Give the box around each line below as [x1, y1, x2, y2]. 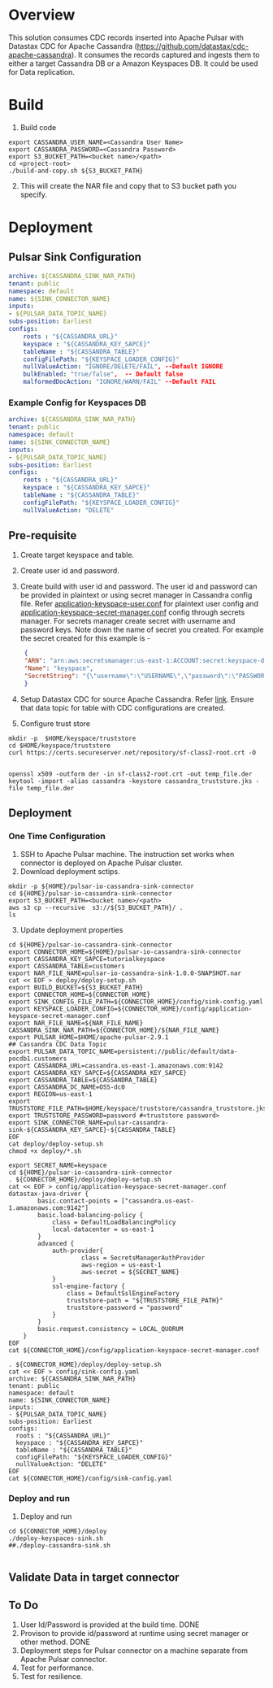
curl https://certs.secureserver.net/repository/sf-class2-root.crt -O [8, 748, 256, 757]
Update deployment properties [19, 924, 123, 934]
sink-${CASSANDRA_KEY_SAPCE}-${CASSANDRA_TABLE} [8, 1125, 176, 1133]
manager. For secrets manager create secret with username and [19, 616, 236, 626]
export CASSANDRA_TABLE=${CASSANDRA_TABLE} [8, 1076, 158, 1084]
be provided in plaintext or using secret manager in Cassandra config [19, 590, 253, 600]
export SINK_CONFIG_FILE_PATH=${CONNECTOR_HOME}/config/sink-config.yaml [8, 998, 264, 1006]
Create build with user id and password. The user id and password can [19, 581, 258, 591]
